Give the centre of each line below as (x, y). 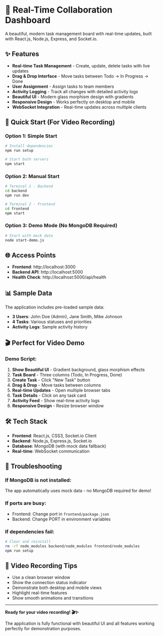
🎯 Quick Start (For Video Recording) (60, 122)
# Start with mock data (29, 236)
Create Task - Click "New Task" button (51, 380)
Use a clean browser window (41, 577)
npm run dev (17, 195)
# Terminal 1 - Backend (29, 186)
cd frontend (17, 209)
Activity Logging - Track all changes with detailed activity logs (75, 91)
